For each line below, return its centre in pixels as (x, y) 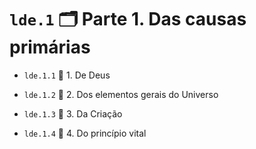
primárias (50, 47)
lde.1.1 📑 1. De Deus (67, 75)
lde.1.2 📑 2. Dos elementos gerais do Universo (121, 94)
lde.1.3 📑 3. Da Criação (73, 113)
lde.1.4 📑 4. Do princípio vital (85, 133)
